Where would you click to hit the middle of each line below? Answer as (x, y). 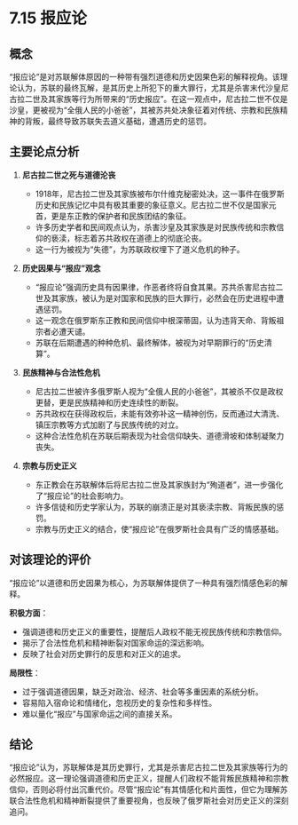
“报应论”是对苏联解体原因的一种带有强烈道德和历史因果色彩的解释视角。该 (145, 77)
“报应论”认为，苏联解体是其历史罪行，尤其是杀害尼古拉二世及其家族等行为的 (149, 767)
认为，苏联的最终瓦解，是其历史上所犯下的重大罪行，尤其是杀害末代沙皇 (149, 88)
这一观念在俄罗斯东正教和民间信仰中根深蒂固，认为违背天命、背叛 (156, 320)
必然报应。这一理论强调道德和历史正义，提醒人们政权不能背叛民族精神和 (141, 779)
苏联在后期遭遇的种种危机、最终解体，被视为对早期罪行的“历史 (149, 342)
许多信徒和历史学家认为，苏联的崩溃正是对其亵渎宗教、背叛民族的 (156, 506)
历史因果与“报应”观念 (61, 268)
